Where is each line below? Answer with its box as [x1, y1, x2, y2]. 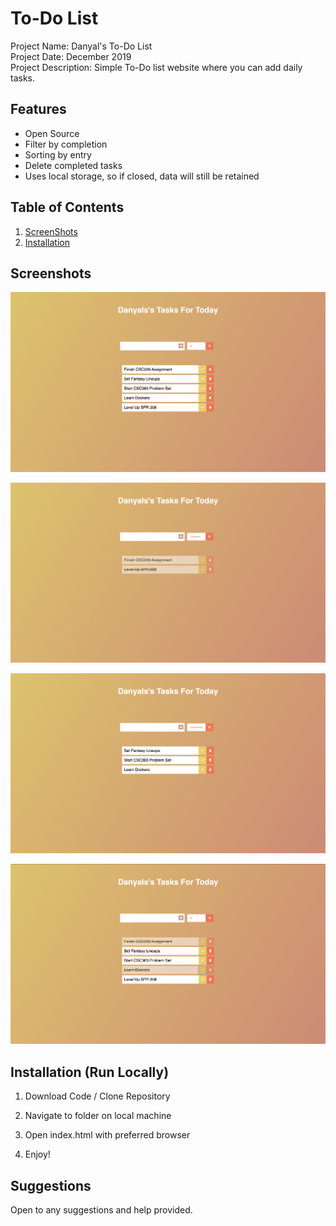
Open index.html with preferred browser [24, 1129, 191, 1141]
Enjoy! [24, 1148, 51, 1161]
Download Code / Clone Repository [24, 1090, 171, 1102]
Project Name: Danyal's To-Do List [10, 40, 153, 52]
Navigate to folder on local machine [24, 1110, 172, 1122]
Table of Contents [10, 199, 125, 216]
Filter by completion [24, 138, 108, 150]
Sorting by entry [24, 148, 92, 161]
